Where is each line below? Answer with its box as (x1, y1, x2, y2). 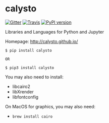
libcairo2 (12, 83, 31, 89)
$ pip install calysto (5, 48, 52, 53)
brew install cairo (12, 114, 53, 119)
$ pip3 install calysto (5, 65, 54, 70)
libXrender (12, 88, 34, 94)
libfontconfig (12, 94, 39, 100)
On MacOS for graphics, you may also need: (5, 103, 96, 109)
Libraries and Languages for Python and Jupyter (5, 29, 104, 35)
